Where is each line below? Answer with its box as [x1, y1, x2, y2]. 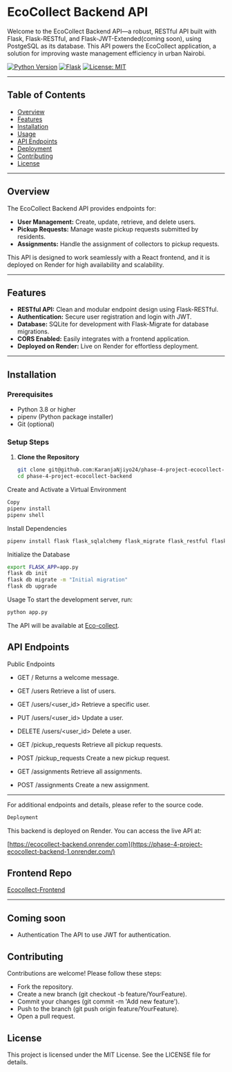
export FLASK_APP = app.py [7, 563, 79, 570]
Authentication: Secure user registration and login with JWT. [17, 313, 192, 321]
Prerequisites [7, 389, 53, 399]
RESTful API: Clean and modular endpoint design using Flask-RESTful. [17, 306, 219, 314]
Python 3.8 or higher [17, 405, 76, 414]
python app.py [7, 609, 48, 616]
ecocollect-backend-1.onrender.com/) [7, 847, 115, 856]
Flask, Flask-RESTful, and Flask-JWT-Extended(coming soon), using [7, 34, 202, 42]
